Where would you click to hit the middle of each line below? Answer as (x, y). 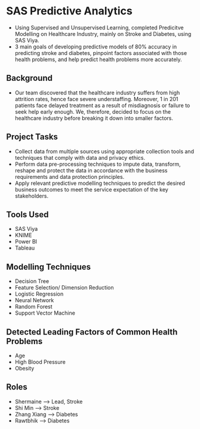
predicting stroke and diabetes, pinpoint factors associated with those (101, 53)
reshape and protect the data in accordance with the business (91, 170)
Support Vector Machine (45, 313)
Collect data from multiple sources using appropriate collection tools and (104, 151)
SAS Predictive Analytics (69, 11)
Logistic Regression (39, 294)
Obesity (24, 368)
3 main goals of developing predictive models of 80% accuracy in (96, 47)
